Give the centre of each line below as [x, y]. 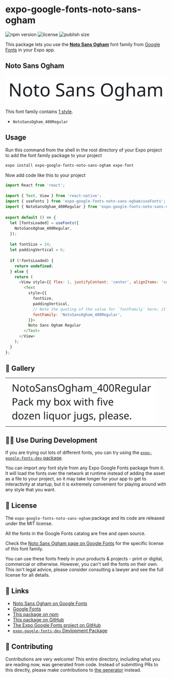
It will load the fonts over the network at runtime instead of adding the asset [85, 473]
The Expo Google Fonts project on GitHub [57, 625]
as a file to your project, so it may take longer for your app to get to [76, 479]
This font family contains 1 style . [39, 112]
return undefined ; [34, 266]
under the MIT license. [29, 523]
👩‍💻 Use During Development [51, 440]
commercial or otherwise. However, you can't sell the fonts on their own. [82, 564]
